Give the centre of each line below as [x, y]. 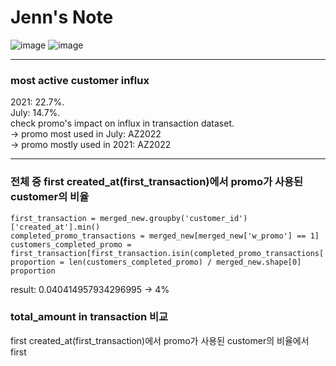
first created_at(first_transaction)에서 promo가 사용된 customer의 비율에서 [160, 340]
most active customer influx [80, 80]
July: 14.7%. [35, 113]
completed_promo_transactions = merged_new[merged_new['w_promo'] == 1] [165, 236]
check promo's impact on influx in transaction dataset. [122, 123]
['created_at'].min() [55, 227]
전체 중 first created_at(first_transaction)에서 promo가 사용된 [157, 182]
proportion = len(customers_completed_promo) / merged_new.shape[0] [156, 262]
